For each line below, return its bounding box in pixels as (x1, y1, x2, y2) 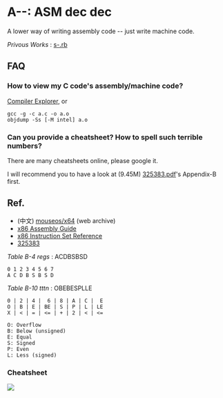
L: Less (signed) (7, 352, 57, 359)
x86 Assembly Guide (17, 224, 77, 232)
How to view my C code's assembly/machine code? (7, 81, 184, 91)
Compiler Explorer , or (7, 97, 68, 105)
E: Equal (7, 333, 32, 341)
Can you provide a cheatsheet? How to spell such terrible (7, 132, 203, 142)
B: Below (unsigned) (7, 328, 67, 334)
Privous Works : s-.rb (7, 40, 68, 48)
